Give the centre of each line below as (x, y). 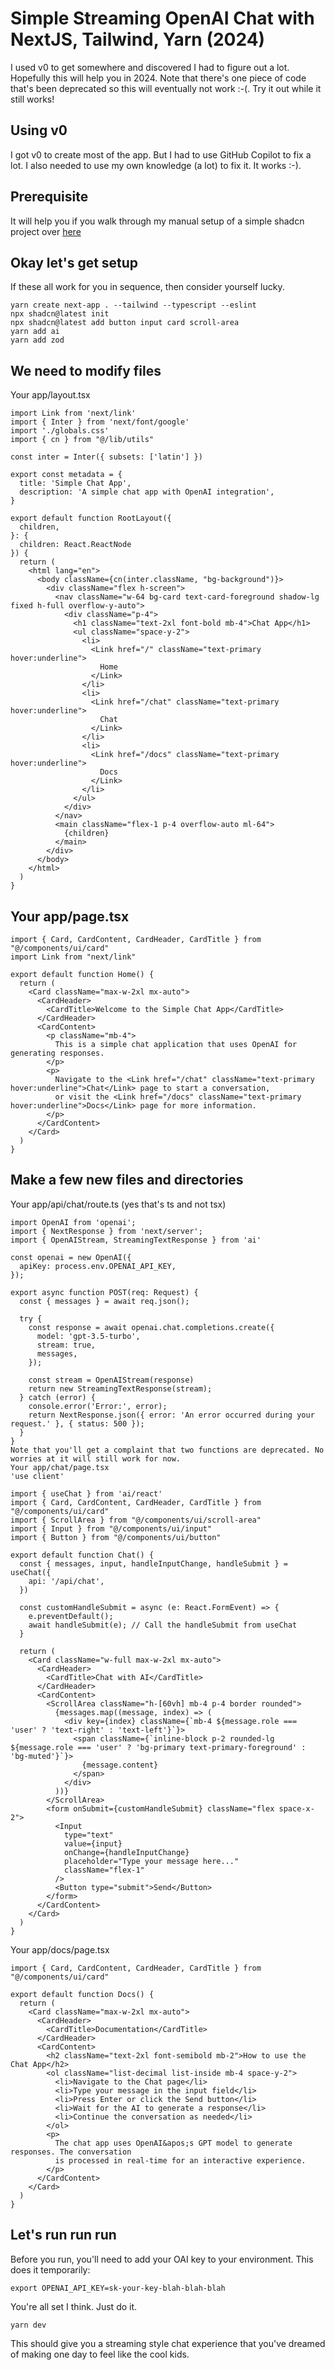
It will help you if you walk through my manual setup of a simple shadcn (157, 221)
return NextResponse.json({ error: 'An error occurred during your (171, 1415)
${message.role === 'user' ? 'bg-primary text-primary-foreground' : (158, 1747)
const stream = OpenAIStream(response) (111, 1380)
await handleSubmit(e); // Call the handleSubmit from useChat (163, 1625)
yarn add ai (35, 332)
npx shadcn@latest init (60, 314)
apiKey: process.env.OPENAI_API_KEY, (98, 1266)
